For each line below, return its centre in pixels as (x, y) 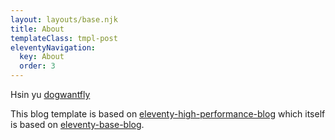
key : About (42, 57)
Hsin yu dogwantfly (50, 94)
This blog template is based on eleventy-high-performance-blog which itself (168, 114)
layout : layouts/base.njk (64, 19)
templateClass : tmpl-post (64, 38)
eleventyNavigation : (53, 47)
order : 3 (37, 66)
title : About (37, 29)
